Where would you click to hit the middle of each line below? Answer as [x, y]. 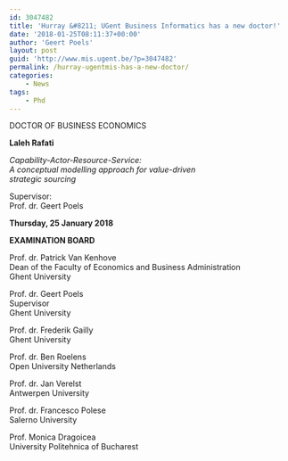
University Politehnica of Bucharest [74, 447]
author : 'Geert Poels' [51, 42]
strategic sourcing [43, 179]
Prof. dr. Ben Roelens [48, 357]
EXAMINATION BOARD [52, 241]
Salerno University [43, 420]
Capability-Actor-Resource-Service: [75, 161]
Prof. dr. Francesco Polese [58, 410]
